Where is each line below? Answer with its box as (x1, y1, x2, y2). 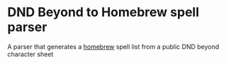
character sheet (7, 50, 54, 58)
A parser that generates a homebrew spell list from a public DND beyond (7, 42, 220, 51)
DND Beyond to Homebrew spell (7, 4, 200, 20)
